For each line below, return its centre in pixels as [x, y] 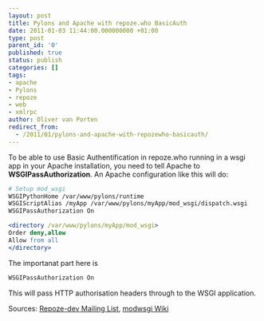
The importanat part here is [53, 263]
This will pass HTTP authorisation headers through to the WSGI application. [132, 293]
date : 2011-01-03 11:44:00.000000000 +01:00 [83, 30]
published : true [35, 53]
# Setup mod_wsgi [37, 188]
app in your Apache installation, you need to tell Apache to [104, 165]
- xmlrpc [23, 113]
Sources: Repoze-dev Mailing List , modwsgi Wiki [89, 308]
